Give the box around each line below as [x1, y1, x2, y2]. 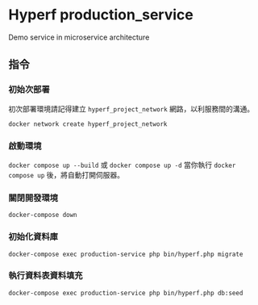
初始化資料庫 [8, 232, 59, 243]
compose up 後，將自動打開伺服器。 [8, 169, 125, 179]
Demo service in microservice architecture [8, 32, 150, 42]
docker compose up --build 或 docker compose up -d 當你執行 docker [8, 160, 236, 169]
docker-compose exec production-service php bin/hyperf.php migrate [8, 250, 243, 258]
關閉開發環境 [8, 192, 59, 203]
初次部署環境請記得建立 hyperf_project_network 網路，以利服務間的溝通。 [8, 103, 255, 114]
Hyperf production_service [8, 6, 193, 24]
